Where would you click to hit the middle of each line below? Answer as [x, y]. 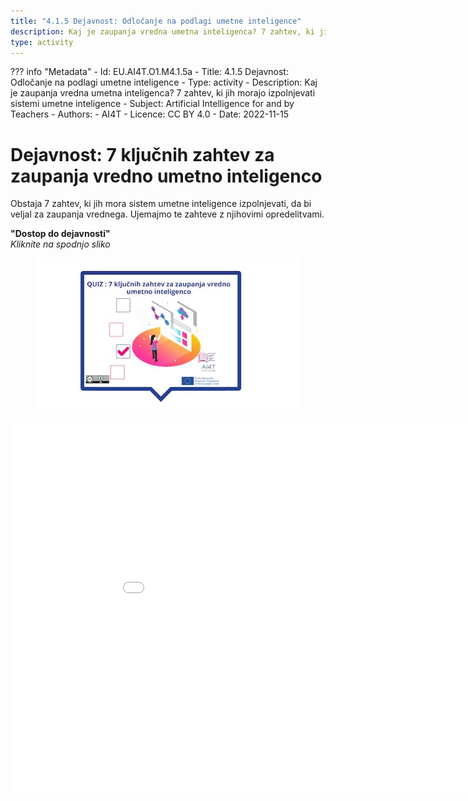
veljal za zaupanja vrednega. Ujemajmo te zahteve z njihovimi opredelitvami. [167, 214]
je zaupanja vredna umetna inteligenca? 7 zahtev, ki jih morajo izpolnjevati [163, 93]
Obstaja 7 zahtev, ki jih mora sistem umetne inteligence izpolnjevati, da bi [161, 204]
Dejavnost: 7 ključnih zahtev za [142, 154]
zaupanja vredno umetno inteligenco [166, 176]
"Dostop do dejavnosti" [60, 234]
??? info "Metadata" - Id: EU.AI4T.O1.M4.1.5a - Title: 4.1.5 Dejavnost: [149, 72]
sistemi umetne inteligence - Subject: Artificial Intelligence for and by [152, 104]
